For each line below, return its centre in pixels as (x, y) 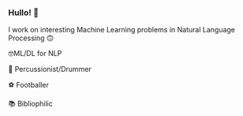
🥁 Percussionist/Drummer (50, 69)
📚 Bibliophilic (30, 104)
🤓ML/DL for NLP (35, 54)
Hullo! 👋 (24, 13)
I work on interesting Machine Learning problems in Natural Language (121, 30)
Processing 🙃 (31, 38)
